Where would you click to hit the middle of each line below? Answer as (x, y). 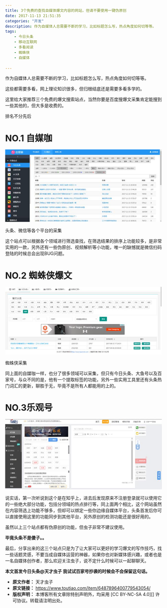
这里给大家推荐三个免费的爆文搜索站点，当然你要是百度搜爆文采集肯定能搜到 (83, 99)
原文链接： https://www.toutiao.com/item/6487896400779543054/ (81, 588)
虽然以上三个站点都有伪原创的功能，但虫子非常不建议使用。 (66, 527)
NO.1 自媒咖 (29, 138)
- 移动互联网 (26, 42)
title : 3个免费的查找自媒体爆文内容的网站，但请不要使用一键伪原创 (66, 10)
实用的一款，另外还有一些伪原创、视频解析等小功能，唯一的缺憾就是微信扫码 (83, 247)
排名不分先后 (18, 116)
